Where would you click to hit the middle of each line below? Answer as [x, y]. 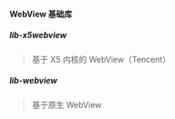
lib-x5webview [38, 35]
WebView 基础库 [41, 14]
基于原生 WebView [67, 104]
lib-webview [33, 81]
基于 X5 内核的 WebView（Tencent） [101, 59]
